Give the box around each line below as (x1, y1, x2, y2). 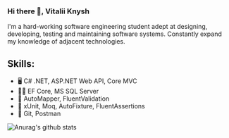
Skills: (7, 58, 35, 70)
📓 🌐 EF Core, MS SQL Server (17, 87, 99, 96)
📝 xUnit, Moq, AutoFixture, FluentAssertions (17, 102, 146, 111)
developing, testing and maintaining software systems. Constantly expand (7, 30, 222, 38)
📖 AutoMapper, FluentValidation (17, 94, 110, 103)
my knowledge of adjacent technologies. (7, 37, 125, 46)
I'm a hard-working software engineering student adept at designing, (7, 23, 208, 31)
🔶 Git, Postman (17, 109, 61, 118)
